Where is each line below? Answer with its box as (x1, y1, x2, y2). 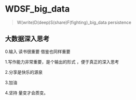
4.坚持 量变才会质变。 (5, 90, 48, 96)
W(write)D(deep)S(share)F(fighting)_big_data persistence (16, 19, 132, 25)
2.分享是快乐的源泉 (5, 69, 43, 75)
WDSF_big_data (5, 3, 70, 15)
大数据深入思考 (5, 35, 50, 43)
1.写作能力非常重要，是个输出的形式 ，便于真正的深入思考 (5, 59, 119, 65)
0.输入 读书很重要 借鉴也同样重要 (5, 49, 71, 54)
